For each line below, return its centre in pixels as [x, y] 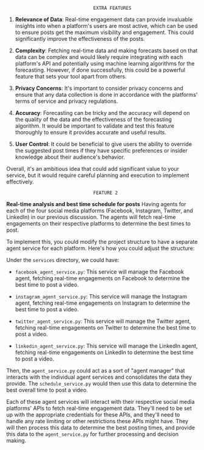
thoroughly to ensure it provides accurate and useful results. [91, 132]
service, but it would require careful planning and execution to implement [98, 175]
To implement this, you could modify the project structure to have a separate [102, 242]
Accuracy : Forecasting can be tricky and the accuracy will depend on [102, 113]
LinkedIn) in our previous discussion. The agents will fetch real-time [91, 217]
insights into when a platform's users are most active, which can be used [106, 26]
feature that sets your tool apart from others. [71, 76]
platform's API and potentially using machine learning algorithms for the [105, 64]
